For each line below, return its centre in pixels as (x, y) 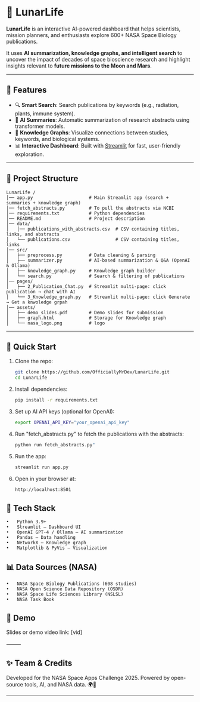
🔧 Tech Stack (31, 508)
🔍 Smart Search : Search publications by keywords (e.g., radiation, (97, 105)
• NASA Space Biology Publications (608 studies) (71, 584)
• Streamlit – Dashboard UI (44, 527)
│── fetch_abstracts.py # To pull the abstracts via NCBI (90, 208)
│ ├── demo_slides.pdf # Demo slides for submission (85, 312)
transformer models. (40, 126)
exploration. (29, 154)
